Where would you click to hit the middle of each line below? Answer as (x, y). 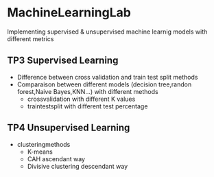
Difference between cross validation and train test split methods (107, 77)
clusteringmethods (44, 144)
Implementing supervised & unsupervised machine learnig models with (107, 32)
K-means (40, 152)
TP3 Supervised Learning (63, 61)
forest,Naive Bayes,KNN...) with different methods (88, 91)
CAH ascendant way (56, 158)
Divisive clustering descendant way (78, 166)
